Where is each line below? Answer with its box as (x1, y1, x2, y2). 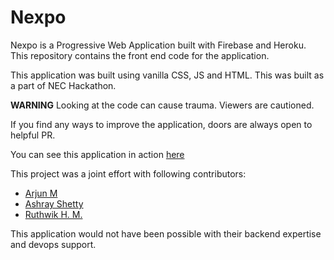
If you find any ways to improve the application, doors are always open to (10, 118, 313, 130)
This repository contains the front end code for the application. (10, 49, 270, 61)
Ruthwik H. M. (24, 208, 83, 220)
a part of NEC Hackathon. (10, 79, 117, 91)
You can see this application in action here (10, 148, 185, 160)
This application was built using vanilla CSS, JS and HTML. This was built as (10, 69, 325, 81)
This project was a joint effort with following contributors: (10, 167, 247, 180)
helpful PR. (10, 129, 56, 141)
